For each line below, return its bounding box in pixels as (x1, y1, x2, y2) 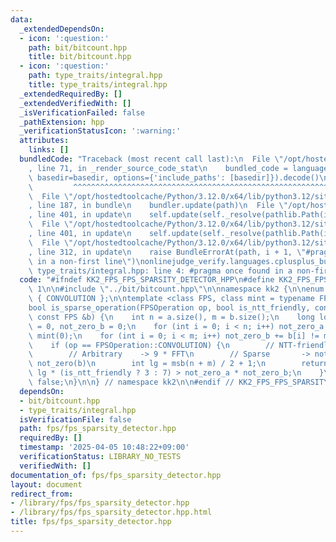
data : (10, 14, 33, 25)
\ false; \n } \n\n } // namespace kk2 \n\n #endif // (28, 377, 235, 387)
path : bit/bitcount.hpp (28, 42, 128, 53)
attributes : (19, 136, 70, 146)
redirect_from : (10, 489, 74, 499)
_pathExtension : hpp (19, 117, 105, 127)
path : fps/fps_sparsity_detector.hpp (19, 424, 177, 434)
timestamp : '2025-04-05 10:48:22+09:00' (19, 442, 190, 453)
